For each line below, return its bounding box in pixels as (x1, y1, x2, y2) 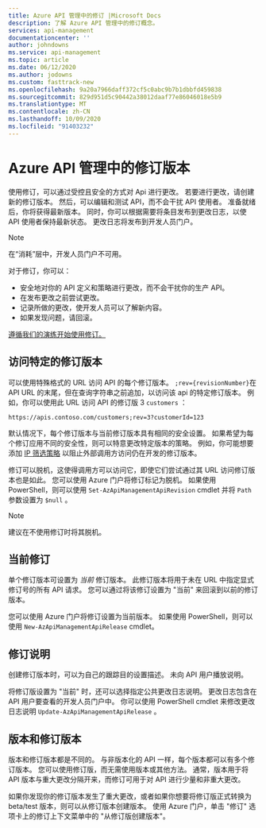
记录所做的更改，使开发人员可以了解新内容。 (19, 303, 167, 312)
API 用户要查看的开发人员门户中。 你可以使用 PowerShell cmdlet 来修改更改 (8, 697, 256, 706)
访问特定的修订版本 (8, 355, 102, 369)
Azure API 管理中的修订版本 (8, 159, 191, 177)
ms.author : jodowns (8, 71, 73, 79)
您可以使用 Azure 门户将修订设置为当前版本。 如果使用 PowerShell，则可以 (8, 612, 253, 621)
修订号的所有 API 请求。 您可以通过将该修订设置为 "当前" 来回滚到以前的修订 (8, 585, 259, 594)
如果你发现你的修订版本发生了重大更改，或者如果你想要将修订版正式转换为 (8, 791, 252, 801)
